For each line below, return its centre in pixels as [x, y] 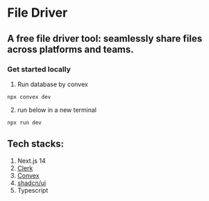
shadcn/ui [32, 183]
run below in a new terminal [57, 110]
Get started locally [39, 69]
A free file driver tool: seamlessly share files [105, 39]
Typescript [33, 190]
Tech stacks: [36, 144]
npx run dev [24, 122]
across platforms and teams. [70, 49]
